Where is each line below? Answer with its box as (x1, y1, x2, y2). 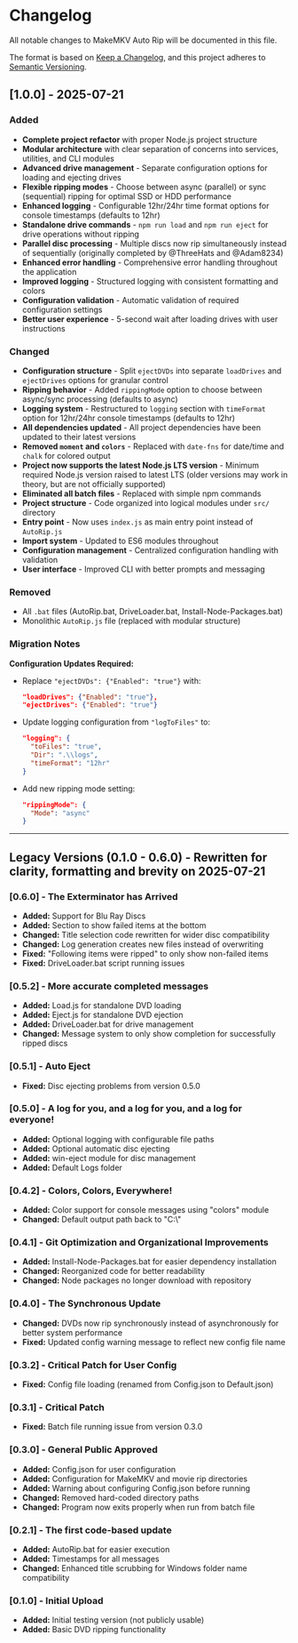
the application (21, 266, 77, 277)
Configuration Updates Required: (9, 658, 135, 669)
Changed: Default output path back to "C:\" (21, 1214, 182, 1225)
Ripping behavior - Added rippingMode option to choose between (21, 384, 263, 395)
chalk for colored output (21, 450, 111, 461)
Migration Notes (9, 637, 81, 650)
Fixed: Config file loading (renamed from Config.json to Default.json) (21, 1379, 274, 1390)
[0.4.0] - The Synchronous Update (9, 1297, 161, 1310)
